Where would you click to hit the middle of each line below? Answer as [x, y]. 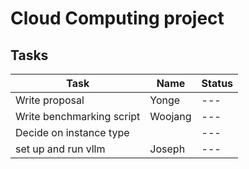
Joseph [167, 149]
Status [217, 83]
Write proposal [50, 100]
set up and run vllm [60, 149]
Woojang [170, 116]
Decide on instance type [72, 132]
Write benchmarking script [78, 116]
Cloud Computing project [117, 18]
